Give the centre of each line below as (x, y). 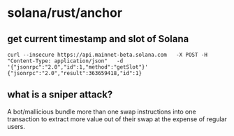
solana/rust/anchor (65, 13)
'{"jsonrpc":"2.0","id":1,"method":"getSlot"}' (78, 67)
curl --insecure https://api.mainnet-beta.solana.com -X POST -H (108, 55)
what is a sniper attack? (60, 95)
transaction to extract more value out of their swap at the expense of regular (117, 119)
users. (16, 126)
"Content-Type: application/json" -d (65, 61)
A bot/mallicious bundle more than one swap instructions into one (102, 111)
